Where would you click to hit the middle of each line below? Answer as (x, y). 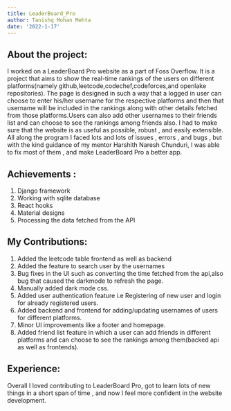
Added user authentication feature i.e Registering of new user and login (119, 295)
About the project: (47, 54)
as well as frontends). (48, 347)
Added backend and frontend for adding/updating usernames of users (117, 310)
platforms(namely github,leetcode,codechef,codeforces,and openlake (107, 86)
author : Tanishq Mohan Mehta (49, 20)
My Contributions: (47, 242)
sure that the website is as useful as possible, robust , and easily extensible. (115, 130)
